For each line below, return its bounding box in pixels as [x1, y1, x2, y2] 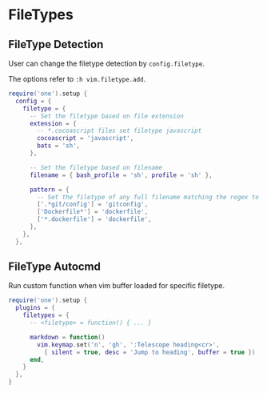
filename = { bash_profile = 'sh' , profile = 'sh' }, [29, 170, 213, 179]
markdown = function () [29, 333, 106, 341]
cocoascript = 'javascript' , [37, 134, 134, 142]
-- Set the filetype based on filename [29, 163, 162, 171]
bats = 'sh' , [37, 142, 81, 150]
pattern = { [29, 186, 70, 194]
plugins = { [15, 304, 56, 312]
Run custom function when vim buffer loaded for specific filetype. [8, 281, 225, 291]
